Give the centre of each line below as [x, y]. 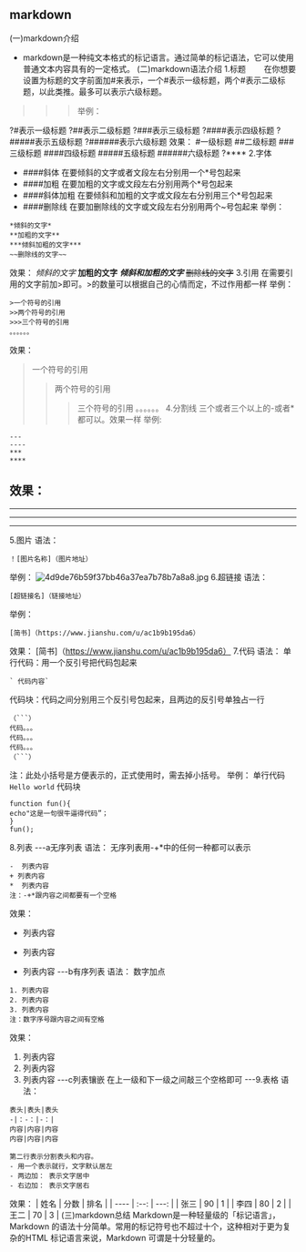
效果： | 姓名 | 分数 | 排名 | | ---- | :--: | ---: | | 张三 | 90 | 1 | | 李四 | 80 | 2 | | [150, 1203]
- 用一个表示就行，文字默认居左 [61, 1166]
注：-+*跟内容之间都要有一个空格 [63, 895]
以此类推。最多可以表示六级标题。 [102, 91]
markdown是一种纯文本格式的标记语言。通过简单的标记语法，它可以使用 [158, 57]
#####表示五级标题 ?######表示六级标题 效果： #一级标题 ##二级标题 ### [152, 141]
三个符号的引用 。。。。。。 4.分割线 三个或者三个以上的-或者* [186, 408]
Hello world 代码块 [45, 786]
